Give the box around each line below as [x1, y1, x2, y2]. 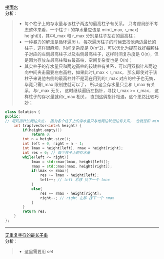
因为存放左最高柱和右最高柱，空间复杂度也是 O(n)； [28, 57, 133, 63]
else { [31, 186, 42, 191]
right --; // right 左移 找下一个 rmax [40, 195, 115, 201]
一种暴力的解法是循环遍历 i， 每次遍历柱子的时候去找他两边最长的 [24, 39, 156, 45]
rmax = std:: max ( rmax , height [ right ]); [31, 164, 112, 169]
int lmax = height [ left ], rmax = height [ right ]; [22, 146, 123, 150]
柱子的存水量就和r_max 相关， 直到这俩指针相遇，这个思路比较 [28, 94, 155, 99]
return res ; [22, 209, 47, 214]
